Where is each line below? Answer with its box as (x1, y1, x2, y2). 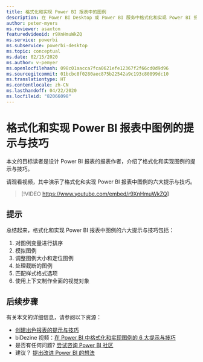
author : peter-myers (6, 20, 59, 26)
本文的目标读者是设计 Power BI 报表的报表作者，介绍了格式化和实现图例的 (6, 157, 190, 165)
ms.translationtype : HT (6, 76, 66, 82)
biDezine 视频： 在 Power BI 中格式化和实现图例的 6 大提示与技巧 (14, 334, 176, 341)
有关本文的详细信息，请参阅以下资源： (6, 314, 101, 321)
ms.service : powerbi (6, 37, 59, 43)
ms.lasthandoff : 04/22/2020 (6, 88, 77, 94)
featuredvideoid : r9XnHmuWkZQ (6, 31, 83, 38)
